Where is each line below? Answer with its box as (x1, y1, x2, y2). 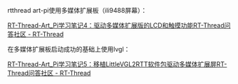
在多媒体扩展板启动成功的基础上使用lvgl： (7, 45, 130, 53)
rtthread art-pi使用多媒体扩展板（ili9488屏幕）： (7, 6, 148, 14)
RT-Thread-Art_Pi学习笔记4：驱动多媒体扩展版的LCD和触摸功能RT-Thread (7, 21, 224, 30)
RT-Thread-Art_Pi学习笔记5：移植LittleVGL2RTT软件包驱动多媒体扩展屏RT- (7, 60, 227, 68)
